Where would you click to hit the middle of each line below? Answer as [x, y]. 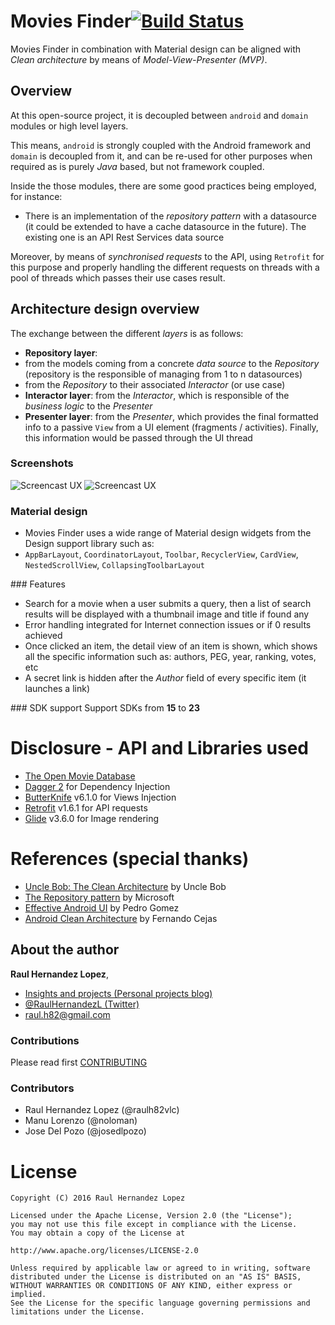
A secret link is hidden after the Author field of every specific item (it [165, 678]
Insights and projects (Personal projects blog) [118, 993]
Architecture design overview [105, 309]
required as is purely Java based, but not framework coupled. [137, 166]
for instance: [36, 196]
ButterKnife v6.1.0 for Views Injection [100, 797]
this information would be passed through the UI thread [138, 437]
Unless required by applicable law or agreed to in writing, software [160, 1268]
